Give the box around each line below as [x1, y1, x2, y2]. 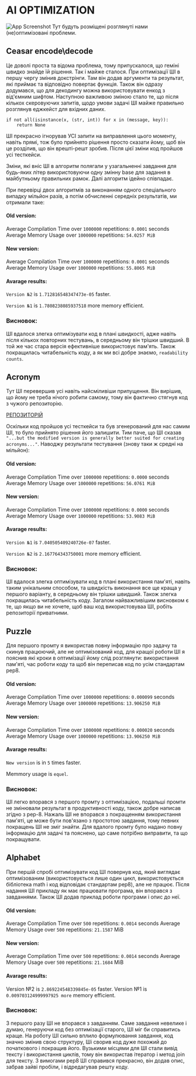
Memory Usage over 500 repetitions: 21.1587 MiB [6, 926, 124, 933]
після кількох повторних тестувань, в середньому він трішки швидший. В [6, 336, 190, 344]
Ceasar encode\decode [6, 46, 94, 56]
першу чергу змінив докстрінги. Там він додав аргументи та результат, [6, 74, 184, 81]
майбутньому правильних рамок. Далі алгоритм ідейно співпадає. [6, 174, 174, 182]
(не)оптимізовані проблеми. [6, 29, 77, 36]
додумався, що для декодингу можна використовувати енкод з [6, 86, 166, 94]
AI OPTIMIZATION [6, 4, 95, 17]
